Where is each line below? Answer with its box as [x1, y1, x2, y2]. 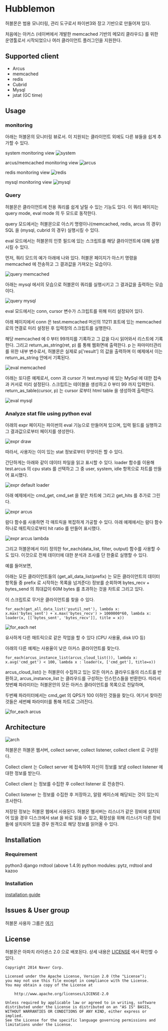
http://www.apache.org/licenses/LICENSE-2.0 [14, 991, 109, 997]
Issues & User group [5, 906, 70, 914]
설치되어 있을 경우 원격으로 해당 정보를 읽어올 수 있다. [14, 821, 119, 827]
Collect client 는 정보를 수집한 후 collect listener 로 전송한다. [5, 780, 125, 786]
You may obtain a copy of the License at [5, 983, 93, 988]
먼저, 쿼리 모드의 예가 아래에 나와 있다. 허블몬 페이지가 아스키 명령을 [5, 255, 137, 261]
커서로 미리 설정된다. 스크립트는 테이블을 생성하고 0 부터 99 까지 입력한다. [10, 381, 155, 387]
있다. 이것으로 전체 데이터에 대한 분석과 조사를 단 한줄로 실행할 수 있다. [10, 552, 148, 558]
